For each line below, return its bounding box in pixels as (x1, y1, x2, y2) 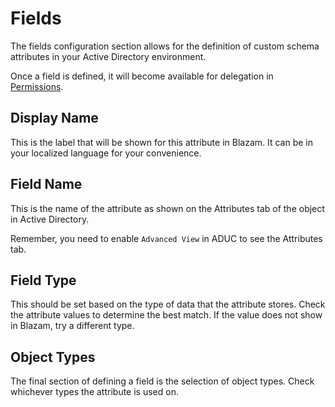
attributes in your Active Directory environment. (10, 50, 207, 62)
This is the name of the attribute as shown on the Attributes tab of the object (10, 202, 325, 214)
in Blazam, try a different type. (10, 320, 135, 332)
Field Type (10, 272, 77, 289)
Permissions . (10, 80, 64, 92)
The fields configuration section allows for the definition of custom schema (10, 40, 320, 52)
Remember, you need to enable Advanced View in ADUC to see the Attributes (10, 232, 323, 244)
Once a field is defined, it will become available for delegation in (10, 70, 274, 82)
